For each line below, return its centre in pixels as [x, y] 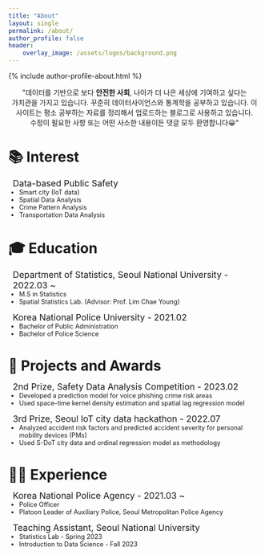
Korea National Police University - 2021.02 [100, 317]
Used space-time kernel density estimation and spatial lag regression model [132, 404]
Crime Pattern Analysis [53, 208]
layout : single [34, 23]
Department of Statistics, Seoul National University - [120, 275]
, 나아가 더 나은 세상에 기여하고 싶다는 [188, 92]
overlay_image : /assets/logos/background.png [100, 53]
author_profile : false [46, 38]
